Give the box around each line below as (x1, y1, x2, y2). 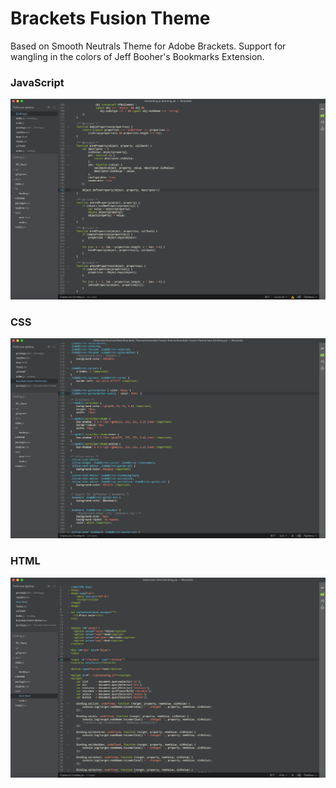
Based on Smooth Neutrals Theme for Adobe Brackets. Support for (10, 40, 287, 52)
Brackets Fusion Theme (10, 7, 211, 30)
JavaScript (10, 75, 65, 89)
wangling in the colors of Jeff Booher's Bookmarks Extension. (10, 50, 265, 62)
